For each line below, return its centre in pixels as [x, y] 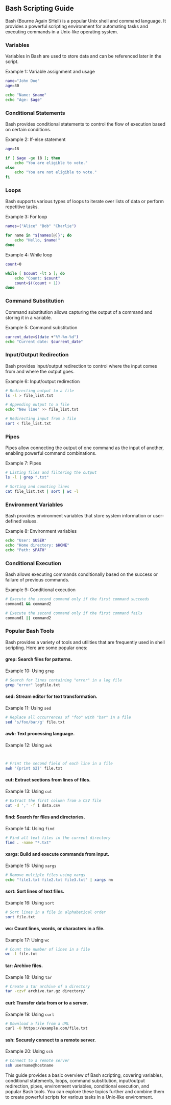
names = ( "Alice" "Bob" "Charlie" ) [41, 226]
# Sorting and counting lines [38, 487]
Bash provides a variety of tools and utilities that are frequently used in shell [85, 642]
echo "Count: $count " [37, 278]
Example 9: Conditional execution [40, 590]
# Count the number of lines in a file [48, 949]
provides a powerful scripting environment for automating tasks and [77, 26]
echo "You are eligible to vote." [51, 163]
